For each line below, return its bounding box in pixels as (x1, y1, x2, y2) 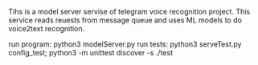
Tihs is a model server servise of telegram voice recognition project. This (8, 7, 251, 16)
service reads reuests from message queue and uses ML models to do (8, 15, 243, 25)
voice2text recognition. (8, 24, 85, 33)
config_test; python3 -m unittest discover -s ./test (8, 48, 173, 57)
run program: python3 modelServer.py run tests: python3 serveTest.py (8, 39, 242, 49)
